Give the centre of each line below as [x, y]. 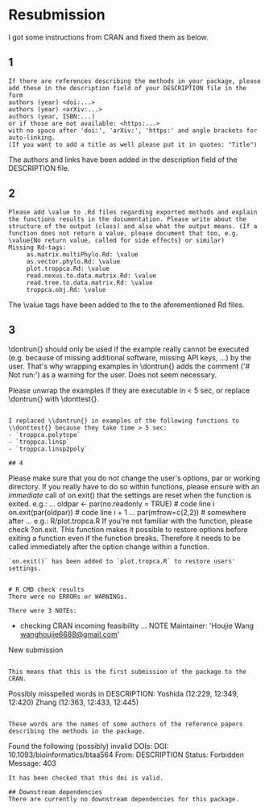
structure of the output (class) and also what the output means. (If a [133, 226]
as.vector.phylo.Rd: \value [73, 261]
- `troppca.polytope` [45, 435]
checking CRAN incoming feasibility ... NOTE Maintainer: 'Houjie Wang [137, 626]
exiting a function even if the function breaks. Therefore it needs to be [125, 539]
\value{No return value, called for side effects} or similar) [117, 240]
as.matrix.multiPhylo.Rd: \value [82, 254]
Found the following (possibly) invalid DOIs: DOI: [89, 747]
